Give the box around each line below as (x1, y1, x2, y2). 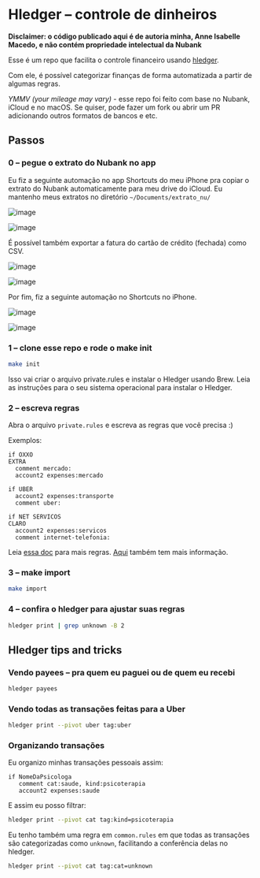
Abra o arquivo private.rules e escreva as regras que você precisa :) (8, 420, 233, 430)
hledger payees (8, 685, 58, 693)
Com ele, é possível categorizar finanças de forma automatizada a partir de (8, 70, 253, 80)
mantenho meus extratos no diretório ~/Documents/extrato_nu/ (8, 192, 211, 202)
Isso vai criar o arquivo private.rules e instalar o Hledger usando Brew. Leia (8, 374, 251, 384)
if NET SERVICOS (8, 513, 61, 521)
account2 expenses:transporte (15, 493, 114, 500)
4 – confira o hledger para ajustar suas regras (8, 604, 185, 615)
